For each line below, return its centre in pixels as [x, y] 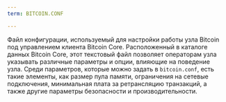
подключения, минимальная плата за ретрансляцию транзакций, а [107, 83]
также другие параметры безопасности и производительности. [102, 91]
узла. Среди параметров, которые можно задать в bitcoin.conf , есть [111, 69]
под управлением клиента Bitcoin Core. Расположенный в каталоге [107, 46]
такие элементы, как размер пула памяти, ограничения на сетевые [108, 76]
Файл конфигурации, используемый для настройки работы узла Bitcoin [113, 40]
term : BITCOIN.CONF [35, 14]
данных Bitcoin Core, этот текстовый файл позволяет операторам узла [112, 54]
